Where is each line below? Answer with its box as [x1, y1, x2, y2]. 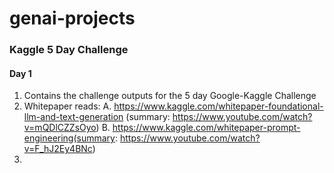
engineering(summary [23, 132, 116, 144]
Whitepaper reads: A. [23, 100, 112, 112]
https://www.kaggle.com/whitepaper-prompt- [112, 122, 301, 134]
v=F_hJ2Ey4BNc [23, 143, 93, 155]
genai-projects [9, 7, 136, 30]
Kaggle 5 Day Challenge [9, 43, 129, 57]
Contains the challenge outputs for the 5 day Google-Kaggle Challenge [23, 90, 317, 102]
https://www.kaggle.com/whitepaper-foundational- [113, 100, 324, 112]
